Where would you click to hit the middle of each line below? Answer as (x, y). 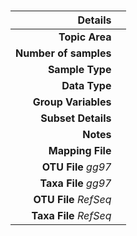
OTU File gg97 (76, 167)
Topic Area (85, 37)
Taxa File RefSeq (71, 216)
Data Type (86, 86)
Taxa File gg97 (75, 183)
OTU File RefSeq (72, 200)
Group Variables (72, 102)
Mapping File (80, 151)
